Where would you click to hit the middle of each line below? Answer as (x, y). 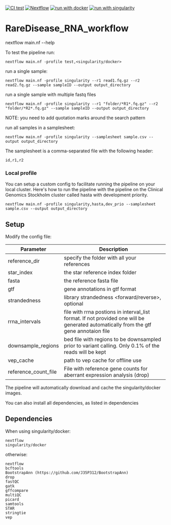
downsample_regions (34, 346)
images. (13, 393)
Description (113, 249)
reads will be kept (85, 352)
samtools (15, 504)
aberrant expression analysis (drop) (107, 375)
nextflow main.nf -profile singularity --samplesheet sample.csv (76, 137)
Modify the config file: (28, 237)
